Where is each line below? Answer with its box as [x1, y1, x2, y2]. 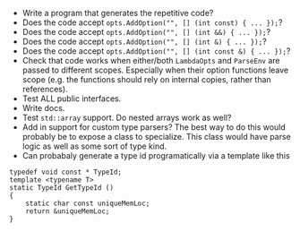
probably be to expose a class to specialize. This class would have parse [21, 132, 291, 142]
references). [21, 84, 69, 94]
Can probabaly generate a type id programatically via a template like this [21, 150, 290, 160]
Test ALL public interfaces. [21, 93, 122, 104]
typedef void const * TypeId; [9, 168, 123, 176]
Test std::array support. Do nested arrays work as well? [21, 112, 232, 123]
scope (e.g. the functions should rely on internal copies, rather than [21, 74, 271, 84]
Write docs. [21, 103, 65, 113]
